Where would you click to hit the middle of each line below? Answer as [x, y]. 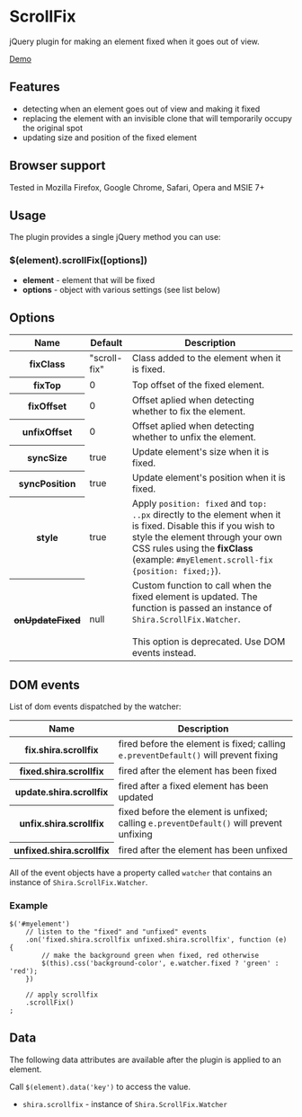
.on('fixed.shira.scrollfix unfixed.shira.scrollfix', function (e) [156, 940]
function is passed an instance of [202, 608]
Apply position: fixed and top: [200, 503]
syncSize [47, 458]
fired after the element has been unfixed [203, 849]
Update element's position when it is [209, 478]
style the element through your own [207, 537]
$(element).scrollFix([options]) [79, 261]
